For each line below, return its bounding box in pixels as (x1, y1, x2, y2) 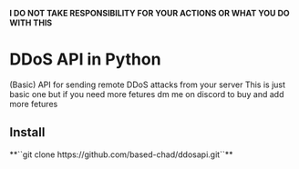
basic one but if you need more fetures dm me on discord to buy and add (9, 88, 284, 99)
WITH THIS (9, 17, 53, 28)
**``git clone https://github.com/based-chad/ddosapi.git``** (9, 149, 233, 160)
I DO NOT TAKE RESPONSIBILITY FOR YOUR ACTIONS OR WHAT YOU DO (9, 8, 290, 18)
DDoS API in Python (9, 49, 161, 70)
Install (9, 124, 46, 140)
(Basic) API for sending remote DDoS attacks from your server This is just (9, 79, 285, 90)
